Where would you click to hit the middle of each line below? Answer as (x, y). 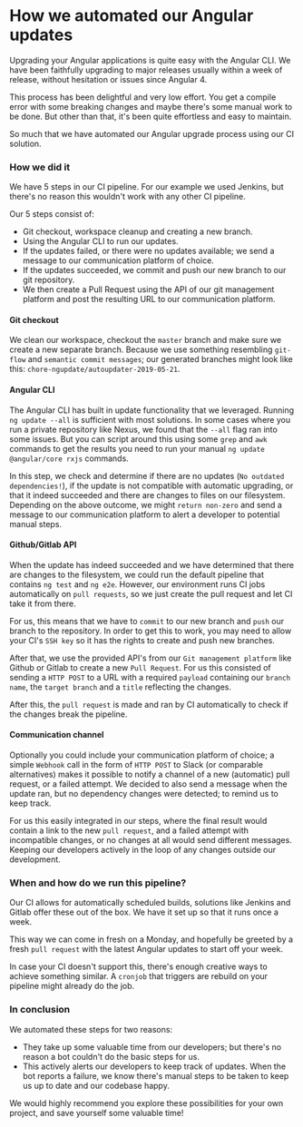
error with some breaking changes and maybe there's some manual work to (151, 106)
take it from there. (43, 603)
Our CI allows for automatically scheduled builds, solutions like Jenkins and (150, 903)
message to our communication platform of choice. (118, 260)
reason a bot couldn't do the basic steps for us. (111, 1056)
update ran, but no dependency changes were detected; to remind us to (144, 794)
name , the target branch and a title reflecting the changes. (121, 687)
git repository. (49, 280)
